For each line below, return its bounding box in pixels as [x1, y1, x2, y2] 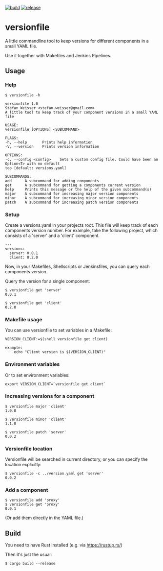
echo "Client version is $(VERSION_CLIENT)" [14, 350, 106, 355]
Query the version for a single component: [5, 278, 90, 284]
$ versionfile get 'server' [5, 287, 62, 292]
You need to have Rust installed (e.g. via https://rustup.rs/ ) [5, 542, 123, 548]
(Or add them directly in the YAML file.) [5, 515, 84, 521]
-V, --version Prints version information [5, 144, 99, 149]
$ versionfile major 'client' [5, 404, 67, 409]
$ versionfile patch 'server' [5, 429, 67, 434]
